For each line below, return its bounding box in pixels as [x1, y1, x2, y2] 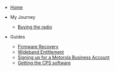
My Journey [10, 14, 35, 20]
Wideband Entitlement [17, 49, 64, 55]
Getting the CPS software [17, 60, 71, 65]
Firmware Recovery [17, 44, 59, 50]
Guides [10, 34, 25, 40]
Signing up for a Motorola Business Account [17, 54, 110, 60]
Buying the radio [17, 24, 52, 30]
